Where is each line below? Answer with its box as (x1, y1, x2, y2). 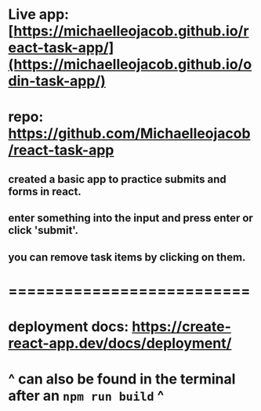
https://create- (132, 318, 231, 335)
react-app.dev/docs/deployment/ (8, 334, 232, 352)
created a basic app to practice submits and (8, 173, 227, 186)
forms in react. (8, 184, 82, 198)
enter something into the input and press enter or (8, 212, 253, 225)
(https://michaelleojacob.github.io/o (8, 56, 252, 74)
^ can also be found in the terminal (8, 370, 236, 388)
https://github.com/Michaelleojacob (8, 125, 251, 143)
